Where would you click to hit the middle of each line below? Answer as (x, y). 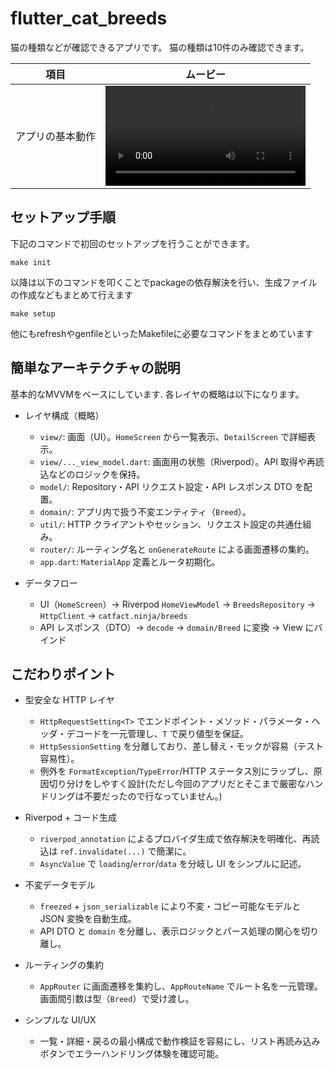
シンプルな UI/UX (60, 1020)
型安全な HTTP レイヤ (69, 700)
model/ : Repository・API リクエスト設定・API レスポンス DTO (166, 486)
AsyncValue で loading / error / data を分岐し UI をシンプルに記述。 (173, 864)
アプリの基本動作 (56, 136)
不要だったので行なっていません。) (153, 796)
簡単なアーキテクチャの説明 (95, 368)
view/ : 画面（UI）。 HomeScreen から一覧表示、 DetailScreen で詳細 (173, 436)
